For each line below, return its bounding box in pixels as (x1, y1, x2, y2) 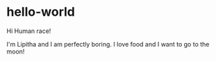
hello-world (6, 4, 76, 20)
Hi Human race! (6, 27, 51, 35)
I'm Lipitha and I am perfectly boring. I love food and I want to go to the (6, 40, 210, 48)
